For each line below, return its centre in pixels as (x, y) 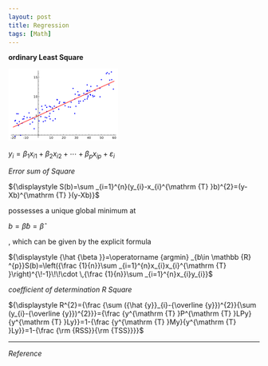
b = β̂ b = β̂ (26, 226)
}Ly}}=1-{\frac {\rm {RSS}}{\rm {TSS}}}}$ (76, 331)
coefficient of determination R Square (70, 290)
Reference (25, 354)
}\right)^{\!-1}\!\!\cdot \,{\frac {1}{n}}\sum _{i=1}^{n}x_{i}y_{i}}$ (111, 274)
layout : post (30, 17)
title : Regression (39, 25)
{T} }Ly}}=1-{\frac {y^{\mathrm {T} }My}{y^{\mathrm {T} (144, 322)
